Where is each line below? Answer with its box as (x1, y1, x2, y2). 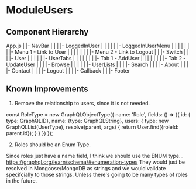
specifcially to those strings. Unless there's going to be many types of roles (6, 171, 188, 178)
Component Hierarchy (6, 27, 89, 37)
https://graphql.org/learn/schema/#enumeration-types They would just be (6, 159, 185, 166)
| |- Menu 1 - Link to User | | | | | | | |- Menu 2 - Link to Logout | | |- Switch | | (6, 49, 189, 56)
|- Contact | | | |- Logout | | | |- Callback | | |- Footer (6, 67, 130, 74)
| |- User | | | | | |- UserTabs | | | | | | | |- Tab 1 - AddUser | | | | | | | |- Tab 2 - (6, 55, 186, 61)
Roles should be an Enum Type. (14, 141, 91, 148)
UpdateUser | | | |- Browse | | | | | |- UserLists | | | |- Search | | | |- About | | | (6, 61, 189, 68)
